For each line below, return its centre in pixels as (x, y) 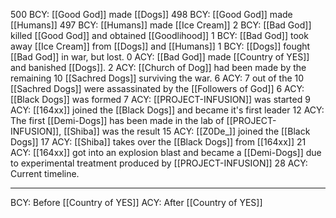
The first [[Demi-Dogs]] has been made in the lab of (117, 120)
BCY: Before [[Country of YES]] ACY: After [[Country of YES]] (136, 202)
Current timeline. (45, 173)
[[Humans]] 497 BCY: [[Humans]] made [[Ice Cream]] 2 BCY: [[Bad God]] (161, 25)
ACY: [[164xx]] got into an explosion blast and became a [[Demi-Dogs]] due (166, 152)
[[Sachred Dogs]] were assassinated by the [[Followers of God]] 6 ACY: (157, 88)
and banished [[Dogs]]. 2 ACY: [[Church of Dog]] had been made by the (158, 67)
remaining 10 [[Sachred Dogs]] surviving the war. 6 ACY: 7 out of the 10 (157, 78)
